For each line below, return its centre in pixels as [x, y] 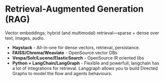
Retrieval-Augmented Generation [74, 9]
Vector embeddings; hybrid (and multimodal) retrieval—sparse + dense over [82, 33]
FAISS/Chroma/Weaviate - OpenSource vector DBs [65, 53]
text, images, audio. [25, 38]
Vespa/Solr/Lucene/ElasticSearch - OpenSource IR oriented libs [78, 58]
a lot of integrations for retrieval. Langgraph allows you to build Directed [85, 68]
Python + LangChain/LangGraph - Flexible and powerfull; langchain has [86, 63]
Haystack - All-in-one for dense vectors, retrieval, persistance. [76, 47]
